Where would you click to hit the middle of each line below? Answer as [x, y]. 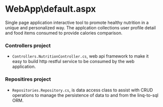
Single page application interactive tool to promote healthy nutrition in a [77, 22]
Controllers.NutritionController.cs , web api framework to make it [80, 56]
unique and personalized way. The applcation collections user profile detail [81, 27]
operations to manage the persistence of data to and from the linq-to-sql [85, 95]
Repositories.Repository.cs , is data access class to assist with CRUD [82, 90]
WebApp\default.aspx [51, 9]
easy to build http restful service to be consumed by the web [73, 62]
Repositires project [28, 79]
